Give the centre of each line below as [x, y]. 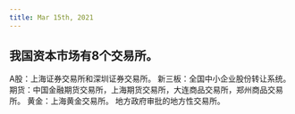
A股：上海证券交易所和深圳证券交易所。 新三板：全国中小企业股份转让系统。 [150, 79]
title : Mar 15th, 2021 [51, 17]
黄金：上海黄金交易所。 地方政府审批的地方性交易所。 [126, 101]
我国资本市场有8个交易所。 [84, 56]
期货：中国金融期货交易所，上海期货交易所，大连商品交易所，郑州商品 [139, 90]
